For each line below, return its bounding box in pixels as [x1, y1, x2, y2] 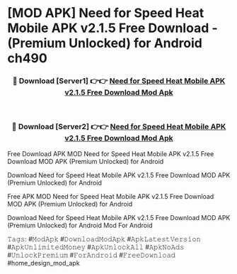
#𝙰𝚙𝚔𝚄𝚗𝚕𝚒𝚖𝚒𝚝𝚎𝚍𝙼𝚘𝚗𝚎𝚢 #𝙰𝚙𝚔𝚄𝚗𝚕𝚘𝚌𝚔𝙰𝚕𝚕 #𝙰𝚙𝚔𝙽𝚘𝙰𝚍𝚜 [7, 243, 185, 251]
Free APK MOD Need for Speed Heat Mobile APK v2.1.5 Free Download [7, 192, 214, 200]
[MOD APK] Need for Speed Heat [7, 5, 204, 21]
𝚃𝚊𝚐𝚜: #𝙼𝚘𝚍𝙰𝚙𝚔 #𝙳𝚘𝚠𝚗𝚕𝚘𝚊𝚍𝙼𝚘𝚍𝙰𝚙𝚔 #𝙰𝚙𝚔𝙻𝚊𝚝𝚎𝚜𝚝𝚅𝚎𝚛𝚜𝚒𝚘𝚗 [7, 234, 202, 243]
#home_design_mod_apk [7, 258, 80, 267]
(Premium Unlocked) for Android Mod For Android [7, 221, 153, 229]
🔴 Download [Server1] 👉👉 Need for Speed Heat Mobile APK [12, 76, 226, 86]
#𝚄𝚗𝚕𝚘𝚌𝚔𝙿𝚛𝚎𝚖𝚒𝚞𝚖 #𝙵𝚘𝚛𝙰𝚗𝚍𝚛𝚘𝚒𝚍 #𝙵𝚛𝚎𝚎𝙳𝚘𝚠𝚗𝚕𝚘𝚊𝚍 [7, 251, 175, 259]
